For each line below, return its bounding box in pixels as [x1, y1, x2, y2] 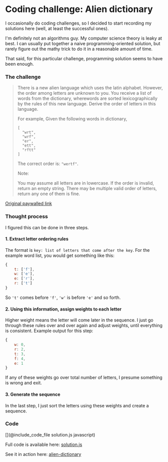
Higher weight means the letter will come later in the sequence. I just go [5, 317, 154, 323]
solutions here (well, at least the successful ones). [5, 25, 109, 31]
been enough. [5, 61, 34, 67]
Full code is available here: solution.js [5, 441, 83, 447]
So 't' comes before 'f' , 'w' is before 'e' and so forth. [5, 294, 121, 300]
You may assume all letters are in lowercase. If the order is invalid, [17, 180, 154, 186]
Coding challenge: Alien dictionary [5, 4, 153, 15]
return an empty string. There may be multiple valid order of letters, [17, 186, 157, 192]
